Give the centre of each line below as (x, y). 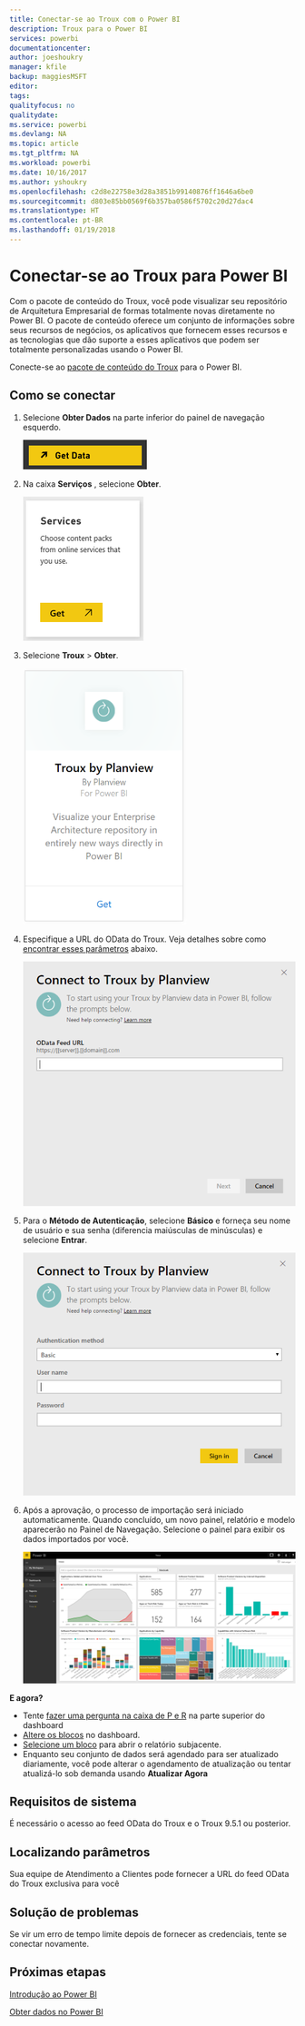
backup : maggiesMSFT (49, 77)
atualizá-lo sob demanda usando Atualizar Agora (115, 1773)
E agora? (26, 1697)
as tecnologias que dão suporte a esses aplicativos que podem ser (135, 340)
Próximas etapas (58, 1972)
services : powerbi (44, 38)
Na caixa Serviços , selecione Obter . (92, 484)
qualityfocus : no (42, 105)
